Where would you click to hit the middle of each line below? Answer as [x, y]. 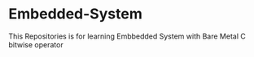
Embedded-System [75, 14]
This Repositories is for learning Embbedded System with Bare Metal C [127, 36]
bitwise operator [36, 44]
